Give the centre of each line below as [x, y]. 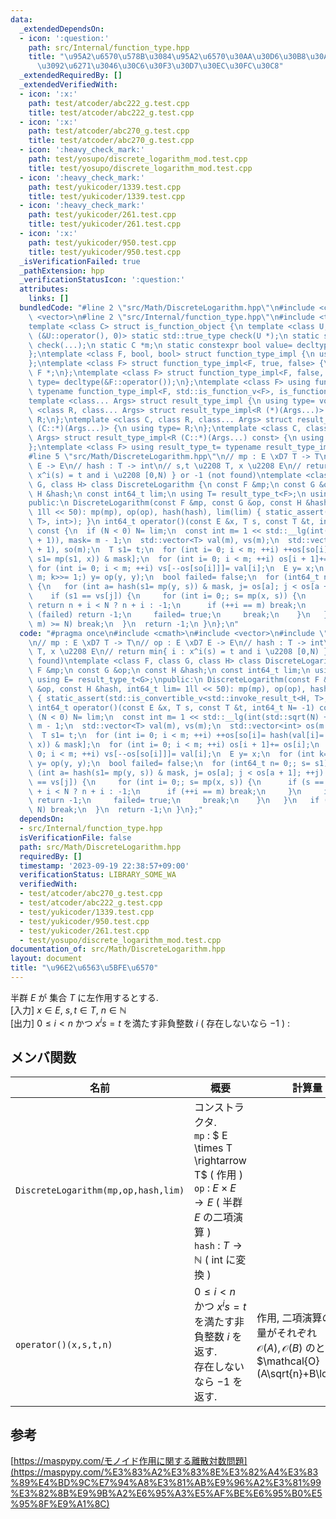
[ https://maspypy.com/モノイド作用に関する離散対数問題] [129, 1461]
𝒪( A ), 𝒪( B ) [279, 1348]
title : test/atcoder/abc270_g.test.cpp [111, 141]
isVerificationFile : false [75, 837]
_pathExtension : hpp [62, 271]
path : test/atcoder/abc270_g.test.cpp [109, 131]
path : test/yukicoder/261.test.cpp [102, 215]
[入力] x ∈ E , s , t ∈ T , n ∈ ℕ [68, 1010]
